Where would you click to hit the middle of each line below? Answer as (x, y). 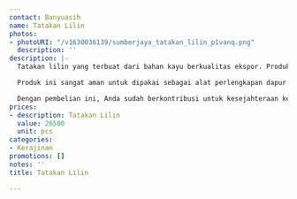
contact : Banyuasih (45, 17)
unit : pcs (35, 132)
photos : (23, 34)
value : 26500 (41, 123)
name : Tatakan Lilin (47, 26)
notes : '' (27, 165)
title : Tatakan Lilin (49, 172)
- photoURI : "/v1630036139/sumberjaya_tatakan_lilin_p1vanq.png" (132, 42)
